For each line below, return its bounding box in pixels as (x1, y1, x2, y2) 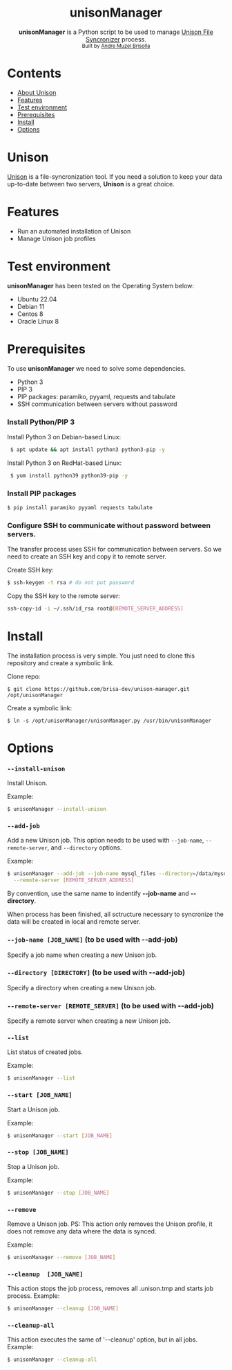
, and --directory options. (47, 843, 122, 852)
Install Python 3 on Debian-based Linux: (7, 432, 122, 441)
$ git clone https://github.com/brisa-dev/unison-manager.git (7, 685, 190, 692)
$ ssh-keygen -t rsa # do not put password (7, 579, 135, 586)
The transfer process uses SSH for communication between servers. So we (7, 545, 222, 554)
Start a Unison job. (7, 1105, 60, 1114)
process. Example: (7, 1292, 60, 1300)
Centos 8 (17, 310, 43, 318)
